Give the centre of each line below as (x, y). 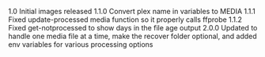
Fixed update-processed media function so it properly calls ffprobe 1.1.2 (125, 20)
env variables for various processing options (81, 45)
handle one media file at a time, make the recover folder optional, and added (132, 36)
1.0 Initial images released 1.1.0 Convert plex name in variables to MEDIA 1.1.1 (132, 11)
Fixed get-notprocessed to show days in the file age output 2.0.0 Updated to (133, 28)
